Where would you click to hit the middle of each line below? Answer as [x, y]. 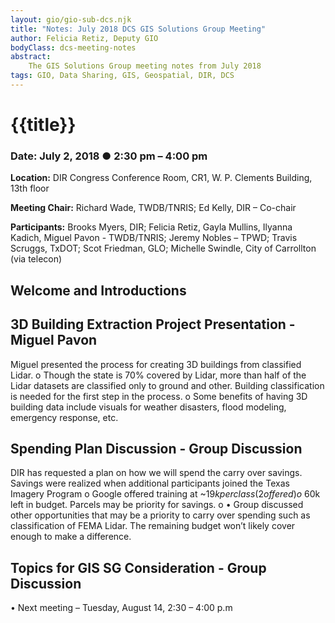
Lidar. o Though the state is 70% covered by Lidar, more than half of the [158, 375]
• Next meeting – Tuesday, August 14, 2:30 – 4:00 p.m [121, 608]
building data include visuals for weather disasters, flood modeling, [148, 407]
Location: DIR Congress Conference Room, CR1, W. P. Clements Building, [161, 178]
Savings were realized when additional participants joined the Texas [150, 483]
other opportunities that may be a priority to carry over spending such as [160, 515]
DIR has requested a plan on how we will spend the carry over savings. [156, 473]
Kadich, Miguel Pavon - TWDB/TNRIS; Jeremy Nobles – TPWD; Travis [154, 238]
